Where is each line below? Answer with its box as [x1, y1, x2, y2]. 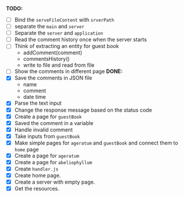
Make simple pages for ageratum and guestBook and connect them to [14, 139, 179, 146]
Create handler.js [14, 165, 59, 172]
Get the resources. [14, 185, 59, 192]
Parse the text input [14, 99, 62, 107]
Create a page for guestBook [14, 113, 82, 120]
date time [23, 94, 46, 101]
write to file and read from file [23, 61, 95, 69]
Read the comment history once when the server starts [14, 36, 147, 43]
